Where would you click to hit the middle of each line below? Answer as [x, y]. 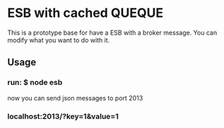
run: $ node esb [35, 83]
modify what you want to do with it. [59, 40]
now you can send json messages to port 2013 [75, 98]
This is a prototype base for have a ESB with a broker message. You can [112, 33]
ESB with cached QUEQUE [86, 13]
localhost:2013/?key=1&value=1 [63, 116]
